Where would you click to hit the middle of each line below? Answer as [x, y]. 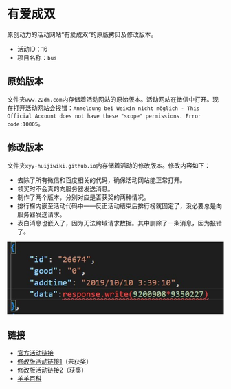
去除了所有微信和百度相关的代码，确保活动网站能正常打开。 [101, 180]
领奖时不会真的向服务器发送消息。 [65, 188]
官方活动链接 [35, 353]
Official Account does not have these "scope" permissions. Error [104, 116]
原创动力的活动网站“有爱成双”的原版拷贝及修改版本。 [82, 34]
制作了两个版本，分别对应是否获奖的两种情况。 [83, 197]
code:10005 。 [26, 124]
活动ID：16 [32, 49]
